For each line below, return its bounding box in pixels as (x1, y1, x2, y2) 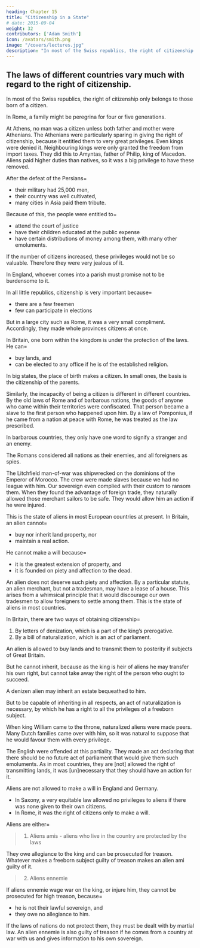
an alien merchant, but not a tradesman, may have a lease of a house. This (6, 584, 190, 592)
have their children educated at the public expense (14, 228, 140, 235)
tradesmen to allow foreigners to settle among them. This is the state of (6, 597, 182, 605)
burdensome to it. (6, 277, 50, 284)
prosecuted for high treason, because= (6, 892, 103, 899)
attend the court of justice (14, 222, 79, 229)
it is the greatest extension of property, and (14, 561, 122, 568)
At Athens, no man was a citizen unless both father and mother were (6, 125, 175, 132)
